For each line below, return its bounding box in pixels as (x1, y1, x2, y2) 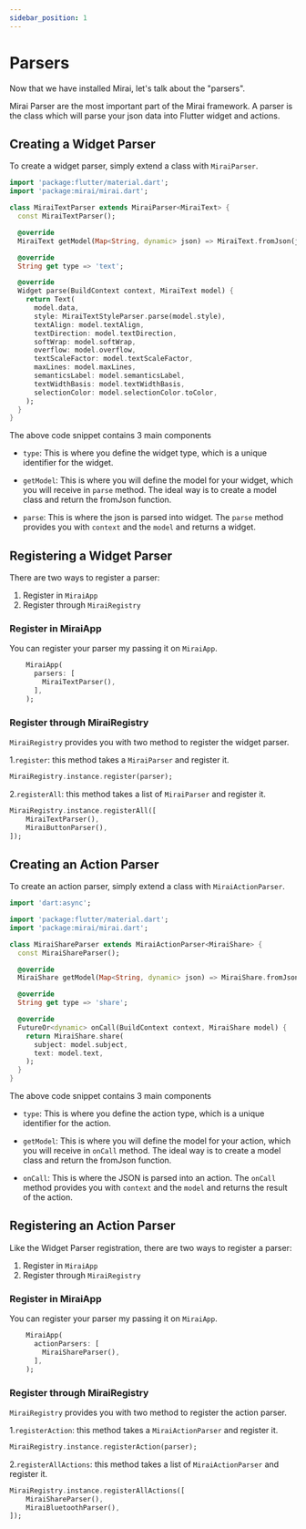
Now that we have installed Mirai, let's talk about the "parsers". (9, 83, 246, 94)
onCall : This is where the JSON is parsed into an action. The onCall (22, 1173, 276, 1184)
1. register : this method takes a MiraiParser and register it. (9, 754, 229, 765)
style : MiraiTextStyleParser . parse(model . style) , (33, 312, 226, 321)
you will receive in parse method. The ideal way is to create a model (22, 485, 278, 496)
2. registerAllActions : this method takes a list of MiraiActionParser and (9, 1459, 280, 1470)
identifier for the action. (22, 1118, 111, 1129)
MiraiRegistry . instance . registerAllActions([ (9, 1486, 185, 1495)
